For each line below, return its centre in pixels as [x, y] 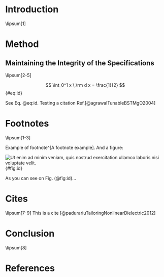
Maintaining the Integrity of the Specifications [80, 63]
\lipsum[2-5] [18, 75]
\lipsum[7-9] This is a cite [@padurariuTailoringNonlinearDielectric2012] [80, 213]
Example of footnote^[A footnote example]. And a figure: [64, 147]
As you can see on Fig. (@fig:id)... [41, 178]
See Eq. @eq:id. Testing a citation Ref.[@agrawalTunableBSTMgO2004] [80, 103]
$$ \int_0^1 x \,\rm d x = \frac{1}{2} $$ [85, 85]
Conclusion [30, 234]
